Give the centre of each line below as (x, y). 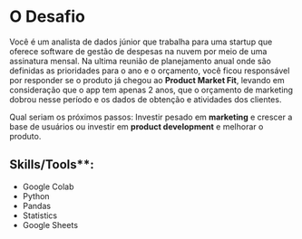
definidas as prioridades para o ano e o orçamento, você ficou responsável (150, 71)
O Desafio (48, 17)
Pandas (37, 206)
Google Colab (48, 186)
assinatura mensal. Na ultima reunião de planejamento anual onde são (141, 61)
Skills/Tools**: (52, 165)
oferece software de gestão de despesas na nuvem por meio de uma (138, 51)
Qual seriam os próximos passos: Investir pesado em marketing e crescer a (151, 117)
